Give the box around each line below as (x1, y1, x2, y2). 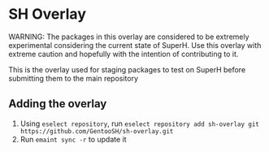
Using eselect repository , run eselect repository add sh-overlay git (20, 119, 260, 128)
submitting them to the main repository (8, 73, 139, 83)
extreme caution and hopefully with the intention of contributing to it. (8, 49, 239, 59)
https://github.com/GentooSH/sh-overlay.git (20, 127, 174, 135)
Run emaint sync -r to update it (20, 134, 128, 144)
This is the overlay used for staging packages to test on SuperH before (8, 64, 246, 74)
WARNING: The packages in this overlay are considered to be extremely (8, 32, 249, 41)
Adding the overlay (8, 97, 107, 111)
